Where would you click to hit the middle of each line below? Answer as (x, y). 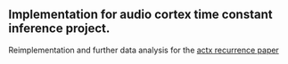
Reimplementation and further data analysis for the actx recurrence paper (144, 50)
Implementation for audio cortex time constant (140, 15)
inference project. (59, 29)
